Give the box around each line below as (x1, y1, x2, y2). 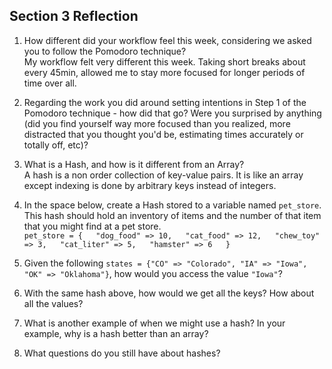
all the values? (23, 297, 84, 309)
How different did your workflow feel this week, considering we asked (23, 34, 312, 46)
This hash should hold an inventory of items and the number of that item (23, 209, 322, 221)
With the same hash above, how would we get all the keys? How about (23, 287, 315, 299)
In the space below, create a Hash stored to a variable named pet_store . (23, 199, 322, 211)
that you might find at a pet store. (23, 220, 162, 232)
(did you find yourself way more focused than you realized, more (23, 117, 291, 129)
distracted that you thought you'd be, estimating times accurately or (23, 128, 304, 140)
